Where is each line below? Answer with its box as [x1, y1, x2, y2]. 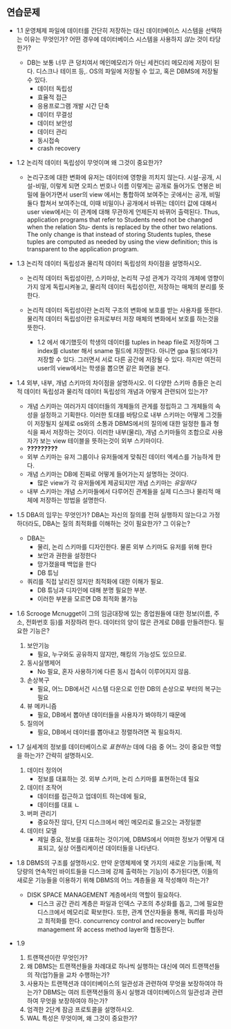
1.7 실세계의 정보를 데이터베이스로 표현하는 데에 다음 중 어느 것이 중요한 [16, 742, 209, 751]
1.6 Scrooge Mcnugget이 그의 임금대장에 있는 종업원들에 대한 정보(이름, [16, 609, 212, 618]
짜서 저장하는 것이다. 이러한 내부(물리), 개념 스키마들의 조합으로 [39, 428, 210, 436]
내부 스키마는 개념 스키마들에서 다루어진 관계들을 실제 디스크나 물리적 [26, 487, 214, 495]
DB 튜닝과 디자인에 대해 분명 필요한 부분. [37, 586, 147, 594]
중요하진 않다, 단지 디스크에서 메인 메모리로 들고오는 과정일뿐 [37, 818, 202, 826]
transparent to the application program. [26, 244, 139, 253]
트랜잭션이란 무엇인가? [26, 953, 88, 961]
